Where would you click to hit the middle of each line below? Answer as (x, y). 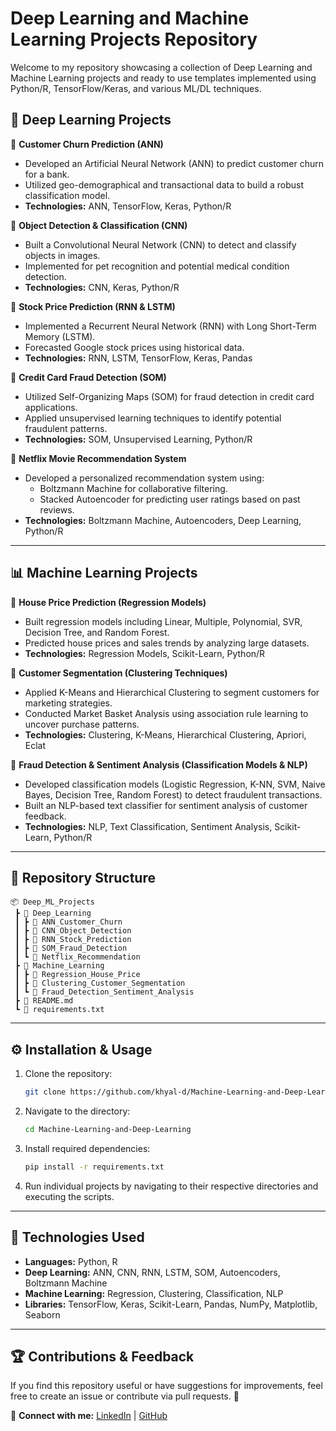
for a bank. (47, 174)
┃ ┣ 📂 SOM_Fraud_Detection (71, 948)
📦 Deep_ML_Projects (52, 902)
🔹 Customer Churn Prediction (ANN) (87, 144)
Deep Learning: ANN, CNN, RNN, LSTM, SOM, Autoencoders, (152, 1272)
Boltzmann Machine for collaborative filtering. (133, 488)
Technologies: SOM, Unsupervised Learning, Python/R (138, 439)
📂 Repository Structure (83, 877)
